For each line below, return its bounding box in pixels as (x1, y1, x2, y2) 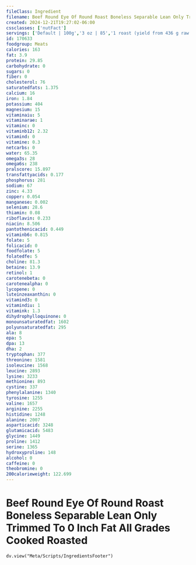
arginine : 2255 (6, 406, 43, 412)
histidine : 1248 (6, 411, 45, 417)
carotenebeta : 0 (6, 275, 45, 281)
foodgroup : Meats (6, 42, 48, 47)
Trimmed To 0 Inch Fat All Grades (6, 522, 171, 535)
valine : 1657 (6, 400, 38, 406)
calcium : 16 (6, 90, 35, 96)
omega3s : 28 (6, 156, 35, 162)
